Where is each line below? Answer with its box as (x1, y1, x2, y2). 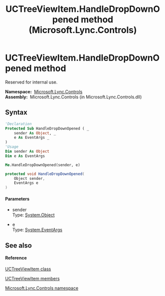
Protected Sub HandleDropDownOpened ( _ (5, 126, 90, 131)
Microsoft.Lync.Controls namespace (5, 285, 79, 291)
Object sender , (14, 176, 45, 181)
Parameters (5, 196, 30, 202)
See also (5, 241, 32, 250)
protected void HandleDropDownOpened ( (5, 171, 85, 176)
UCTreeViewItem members (5, 275, 60, 281)
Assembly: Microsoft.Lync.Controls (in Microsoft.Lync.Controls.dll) (5, 94, 142, 100)
